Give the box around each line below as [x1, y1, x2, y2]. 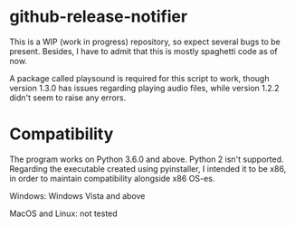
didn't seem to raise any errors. [9, 92, 127, 103]
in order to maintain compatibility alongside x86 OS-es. [9, 173, 215, 184]
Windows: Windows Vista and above [9, 190, 146, 201]
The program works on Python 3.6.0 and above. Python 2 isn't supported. [9, 154, 284, 165]
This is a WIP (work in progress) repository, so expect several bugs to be [9, 36, 281, 47]
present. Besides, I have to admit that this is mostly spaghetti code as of [9, 45, 278, 56]
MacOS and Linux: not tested [9, 208, 118, 219]
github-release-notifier [9, 6, 188, 27]
